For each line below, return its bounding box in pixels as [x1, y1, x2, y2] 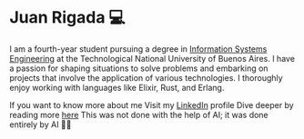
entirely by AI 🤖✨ [9, 119, 72, 130]
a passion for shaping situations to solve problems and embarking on [9, 63, 269, 74]
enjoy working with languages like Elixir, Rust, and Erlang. [9, 82, 225, 93]
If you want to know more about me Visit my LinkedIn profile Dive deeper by [9, 99, 294, 110]
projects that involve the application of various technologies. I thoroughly [9, 72, 284, 83]
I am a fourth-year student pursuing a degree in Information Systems [9, 43, 268, 55]
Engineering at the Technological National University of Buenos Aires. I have [9, 53, 296, 64]
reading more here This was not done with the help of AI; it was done [9, 109, 269, 120]
